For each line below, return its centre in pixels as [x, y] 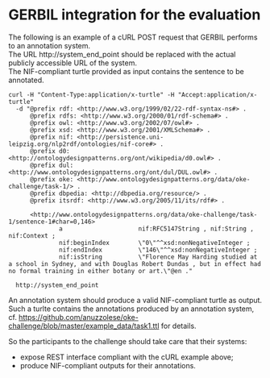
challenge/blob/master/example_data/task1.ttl [84, 326]
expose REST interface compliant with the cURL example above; [127, 357]
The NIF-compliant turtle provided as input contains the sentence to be [126, 71]
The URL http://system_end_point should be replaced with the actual [122, 54]
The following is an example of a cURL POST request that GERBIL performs [133, 37]
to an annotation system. [50, 45]
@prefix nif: [52, 137]
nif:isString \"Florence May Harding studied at [158, 257]
